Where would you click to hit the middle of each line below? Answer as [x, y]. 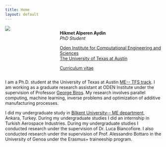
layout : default [22, 14]
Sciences [69, 53]
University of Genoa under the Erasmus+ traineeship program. [69, 139]
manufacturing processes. [32, 103]
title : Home [17, 10]
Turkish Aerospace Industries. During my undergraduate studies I [72, 123]
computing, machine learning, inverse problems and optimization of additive [83, 98]
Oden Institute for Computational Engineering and [110, 48]
